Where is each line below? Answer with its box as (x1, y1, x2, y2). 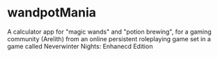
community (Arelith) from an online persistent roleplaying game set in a (7, 34, 211, 43)
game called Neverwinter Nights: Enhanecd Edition (7, 42, 153, 50)
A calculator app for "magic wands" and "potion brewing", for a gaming (7, 27, 212, 36)
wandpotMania (7, 5, 96, 21)
